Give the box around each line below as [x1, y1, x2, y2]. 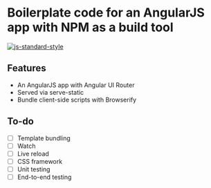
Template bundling [17, 133, 71, 142]
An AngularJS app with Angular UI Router [17, 81, 135, 89]
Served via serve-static [17, 88, 84, 96]
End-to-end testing [17, 173, 72, 181]
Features [7, 62, 46, 74]
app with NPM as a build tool [7, 19, 174, 35]
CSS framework [17, 157, 63, 165]
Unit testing [17, 164, 51, 173]
